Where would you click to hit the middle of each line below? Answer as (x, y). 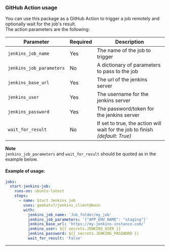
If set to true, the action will (129, 123)
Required (81, 42)
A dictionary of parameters (129, 65)
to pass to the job (117, 71)
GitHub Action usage (31, 8)
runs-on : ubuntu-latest (39, 191)
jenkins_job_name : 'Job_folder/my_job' (70, 214)
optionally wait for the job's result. (41, 24)
